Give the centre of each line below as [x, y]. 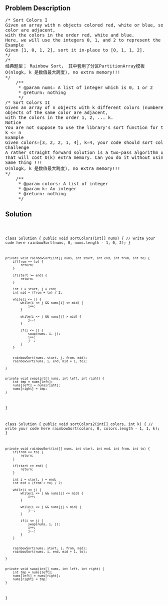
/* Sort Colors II [28, 102]
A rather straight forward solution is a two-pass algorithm [82, 152]
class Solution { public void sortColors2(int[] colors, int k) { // [79, 424]
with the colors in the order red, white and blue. [70, 35]
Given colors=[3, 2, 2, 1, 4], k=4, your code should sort [79, 142]
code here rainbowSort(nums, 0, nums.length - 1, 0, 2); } [68, 243]
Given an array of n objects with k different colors [72, 107]
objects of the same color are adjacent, [57, 112]
